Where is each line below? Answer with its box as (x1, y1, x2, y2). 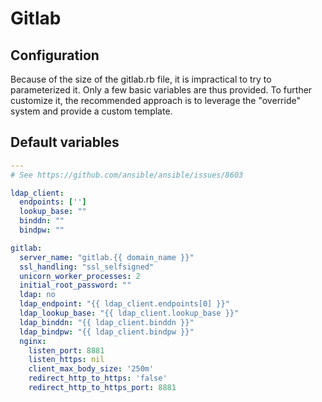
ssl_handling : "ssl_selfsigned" (19, 262, 155, 272)
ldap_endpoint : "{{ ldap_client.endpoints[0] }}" (19, 299, 230, 309)
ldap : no (19, 290, 56, 300)
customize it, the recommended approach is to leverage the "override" (10, 95, 301, 106)
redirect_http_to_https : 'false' (28, 373, 168, 384)
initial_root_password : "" (19, 280, 132, 291)
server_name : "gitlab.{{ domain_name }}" (19, 252, 195, 262)
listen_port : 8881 (28, 345, 105, 356)
